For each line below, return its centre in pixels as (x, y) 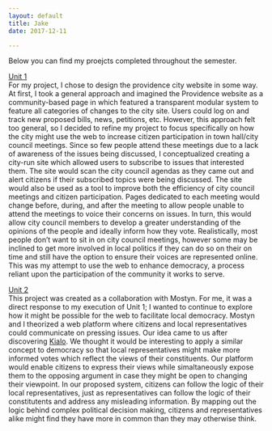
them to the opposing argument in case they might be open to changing (128, 376)
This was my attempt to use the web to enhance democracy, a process (127, 266)
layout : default (36, 16)
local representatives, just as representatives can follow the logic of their (130, 393)
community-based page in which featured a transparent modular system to (134, 103)
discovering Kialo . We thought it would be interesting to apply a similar (126, 341)
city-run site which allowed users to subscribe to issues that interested (126, 163)
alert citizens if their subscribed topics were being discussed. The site (125, 180)
